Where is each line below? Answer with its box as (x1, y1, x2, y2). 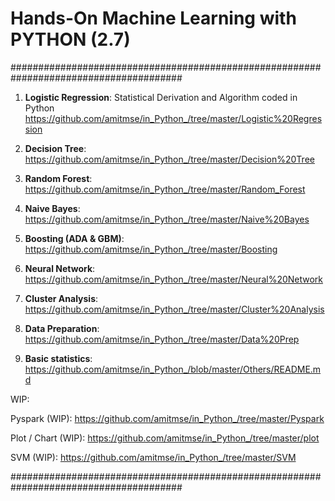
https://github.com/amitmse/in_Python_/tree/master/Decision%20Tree (24, 153, 315, 165)
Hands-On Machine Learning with (10, 7, 297, 30)
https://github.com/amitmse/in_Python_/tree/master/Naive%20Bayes (24, 213, 310, 225)
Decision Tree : (24, 142, 87, 154)
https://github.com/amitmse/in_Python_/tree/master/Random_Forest (24, 183, 306, 195)
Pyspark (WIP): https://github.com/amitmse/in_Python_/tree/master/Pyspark (10, 412, 325, 424)
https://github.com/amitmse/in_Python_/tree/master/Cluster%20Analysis (24, 303, 325, 315)
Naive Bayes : (24, 202, 81, 214)
